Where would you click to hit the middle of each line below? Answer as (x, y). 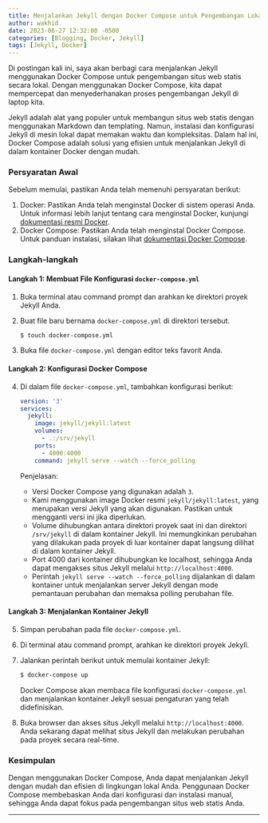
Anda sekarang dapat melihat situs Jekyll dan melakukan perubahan (132, 731)
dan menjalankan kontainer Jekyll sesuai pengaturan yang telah (124, 698)
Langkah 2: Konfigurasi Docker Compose (78, 369)
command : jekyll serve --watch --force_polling (115, 460)
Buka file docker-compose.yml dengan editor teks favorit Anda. (121, 350)
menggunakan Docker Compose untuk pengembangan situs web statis (125, 77)
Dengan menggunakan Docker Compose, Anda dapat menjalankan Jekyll (128, 777)
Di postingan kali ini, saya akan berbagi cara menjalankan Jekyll (113, 68)
